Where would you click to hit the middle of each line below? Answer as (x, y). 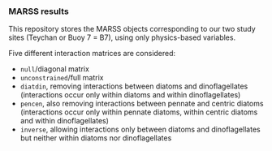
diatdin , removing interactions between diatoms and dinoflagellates (134, 86)
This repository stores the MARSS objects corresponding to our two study (132, 29)
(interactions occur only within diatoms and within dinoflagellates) (130, 95)
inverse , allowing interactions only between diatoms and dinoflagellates (140, 129)
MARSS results (39, 11)
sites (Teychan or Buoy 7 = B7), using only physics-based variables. (122, 37)
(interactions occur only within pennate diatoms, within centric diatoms (139, 112)
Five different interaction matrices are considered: (92, 54)
